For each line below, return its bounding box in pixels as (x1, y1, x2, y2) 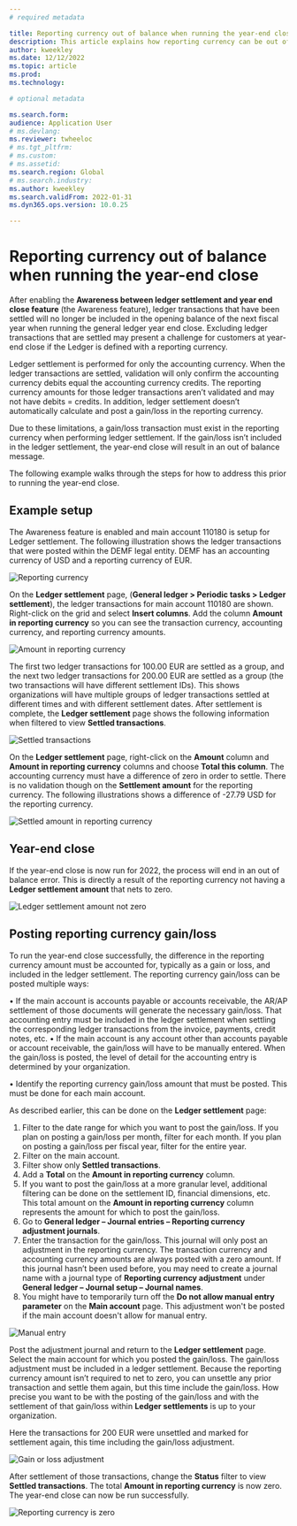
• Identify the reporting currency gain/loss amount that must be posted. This (9, 1078, 287, 1089)
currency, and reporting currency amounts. (9, 626, 166, 637)
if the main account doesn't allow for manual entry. (21, 1310, 208, 1321)
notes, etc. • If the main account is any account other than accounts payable (9, 1032, 288, 1044)
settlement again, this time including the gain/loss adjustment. (9, 1437, 235, 1447)
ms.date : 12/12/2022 (9, 54, 86, 63)
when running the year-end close (9, 265, 259, 286)
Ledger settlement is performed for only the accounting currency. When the (9, 359, 286, 370)
